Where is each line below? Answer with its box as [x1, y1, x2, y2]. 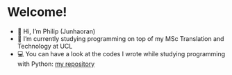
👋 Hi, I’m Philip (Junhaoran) [17, 27, 96, 35]
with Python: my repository [17, 60, 95, 68]
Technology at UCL [17, 42, 73, 50]
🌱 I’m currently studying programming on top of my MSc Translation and [17, 34, 224, 42]
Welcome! [7, 4, 67, 20]
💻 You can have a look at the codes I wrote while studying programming [17, 49, 226, 58]
